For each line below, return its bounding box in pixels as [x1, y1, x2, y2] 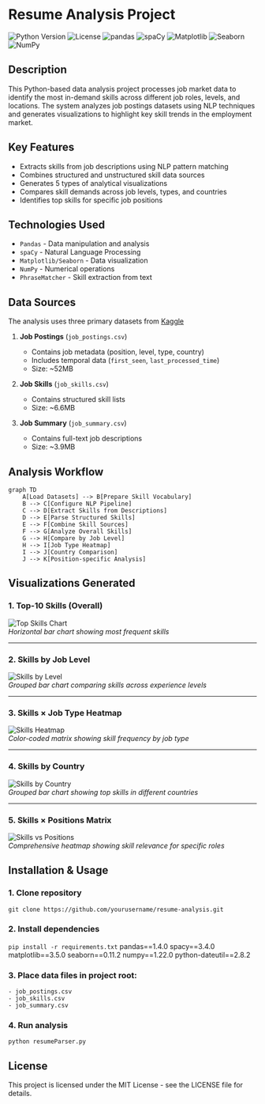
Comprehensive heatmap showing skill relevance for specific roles [8, 841, 225, 850]
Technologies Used [8, 217, 105, 231]
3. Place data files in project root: [8, 970, 137, 981]
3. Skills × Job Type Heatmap [8, 707, 122, 718]
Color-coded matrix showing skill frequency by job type [8, 734, 189, 743]
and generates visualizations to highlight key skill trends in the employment [8, 109, 252, 119]
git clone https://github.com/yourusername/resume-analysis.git [8, 906, 224, 913]
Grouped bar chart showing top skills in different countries [8, 787, 199, 796]
